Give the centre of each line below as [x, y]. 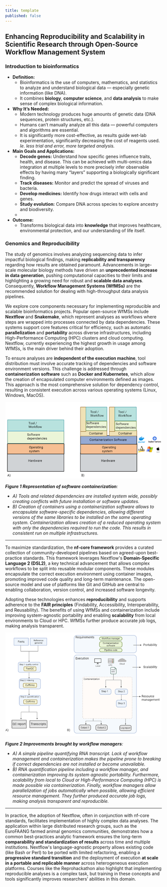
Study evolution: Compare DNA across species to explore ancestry [89, 204]
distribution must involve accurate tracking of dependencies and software [81, 364]
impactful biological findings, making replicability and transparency [75, 259]
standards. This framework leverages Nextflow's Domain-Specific [91, 558]
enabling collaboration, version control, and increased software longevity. [80, 590]
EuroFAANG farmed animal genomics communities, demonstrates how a [79, 831]
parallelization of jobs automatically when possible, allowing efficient [83, 791]
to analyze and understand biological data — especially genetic [85, 88]
